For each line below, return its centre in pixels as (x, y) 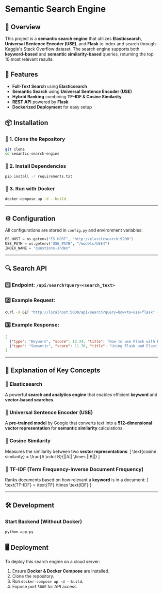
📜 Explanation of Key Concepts (53, 370)
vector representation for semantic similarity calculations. (65, 428)
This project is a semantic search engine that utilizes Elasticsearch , (73, 38)
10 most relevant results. (30, 59)
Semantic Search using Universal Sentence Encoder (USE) (72, 91)
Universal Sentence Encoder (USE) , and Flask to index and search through (81, 44)
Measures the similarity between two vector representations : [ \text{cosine (81, 451)
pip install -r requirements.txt (39, 176)
